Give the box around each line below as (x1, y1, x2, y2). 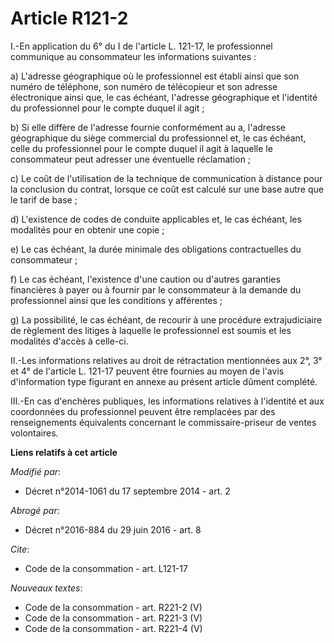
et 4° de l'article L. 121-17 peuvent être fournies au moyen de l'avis (10, 365, 285, 377)
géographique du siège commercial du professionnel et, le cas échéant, (10, 132, 307, 144)
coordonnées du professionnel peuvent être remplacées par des (10, 405, 276, 417)
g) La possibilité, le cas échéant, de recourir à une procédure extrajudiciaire (10, 313, 323, 326)
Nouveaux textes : (10, 582, 83, 594)
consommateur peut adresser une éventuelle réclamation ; (10, 153, 252, 165)
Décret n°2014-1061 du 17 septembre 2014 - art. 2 (24, 485, 231, 497)
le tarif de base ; (10, 193, 78, 206)
